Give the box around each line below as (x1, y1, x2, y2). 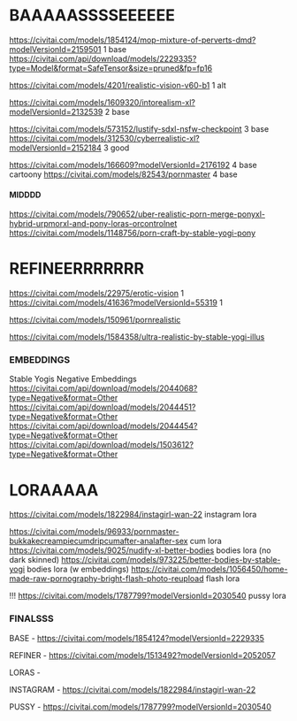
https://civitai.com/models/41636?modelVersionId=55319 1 (9, 297, 224, 308)
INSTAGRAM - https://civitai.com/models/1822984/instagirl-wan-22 (9, 684, 256, 694)
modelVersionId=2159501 (9, 43, 102, 54)
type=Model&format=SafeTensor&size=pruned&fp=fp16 (9, 63, 213, 73)
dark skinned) (9, 555, 60, 565)
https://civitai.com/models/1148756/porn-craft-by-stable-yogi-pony (9, 227, 256, 239)
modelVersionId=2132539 (9, 106, 103, 117)
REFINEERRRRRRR (9, 258, 144, 279)
